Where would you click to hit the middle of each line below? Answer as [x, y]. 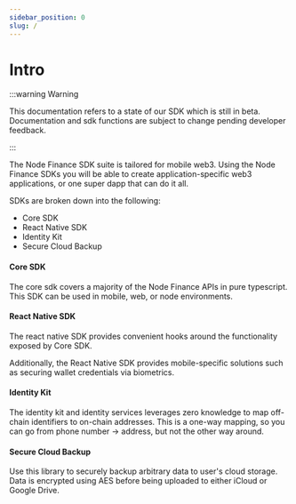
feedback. [28, 131]
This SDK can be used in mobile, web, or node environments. [121, 296]
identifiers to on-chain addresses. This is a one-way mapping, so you [158, 422]
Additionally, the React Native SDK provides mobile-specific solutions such [146, 363]
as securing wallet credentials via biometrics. [92, 372]
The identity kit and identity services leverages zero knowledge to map [139, 412]
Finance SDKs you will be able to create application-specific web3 [131, 174]
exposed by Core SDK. [51, 345]
